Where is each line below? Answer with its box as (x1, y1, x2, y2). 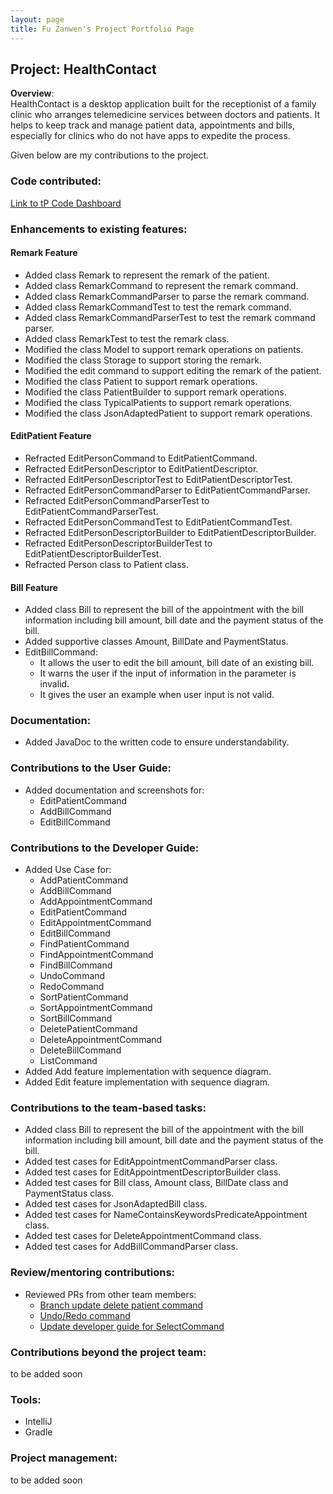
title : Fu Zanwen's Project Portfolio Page (10, 24, 195, 34)
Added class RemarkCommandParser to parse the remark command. (24, 290, 310, 302)
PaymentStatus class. (24, 1187, 115, 1200)
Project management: (10, 1451, 118, 1465)
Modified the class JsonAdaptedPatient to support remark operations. (24, 407, 313, 419)
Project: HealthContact (10, 61, 157, 78)
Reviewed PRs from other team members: (24, 1288, 197, 1300)
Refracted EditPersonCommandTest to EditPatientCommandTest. (24, 516, 293, 528)
